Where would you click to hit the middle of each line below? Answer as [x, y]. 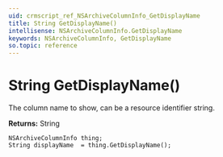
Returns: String [34, 124]
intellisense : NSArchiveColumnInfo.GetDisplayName [95, 31]
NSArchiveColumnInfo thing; [56, 138]
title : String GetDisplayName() [63, 23]
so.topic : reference [43, 46]
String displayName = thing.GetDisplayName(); [90, 146]
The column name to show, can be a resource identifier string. [112, 108]
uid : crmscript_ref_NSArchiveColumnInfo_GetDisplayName [104, 16]
